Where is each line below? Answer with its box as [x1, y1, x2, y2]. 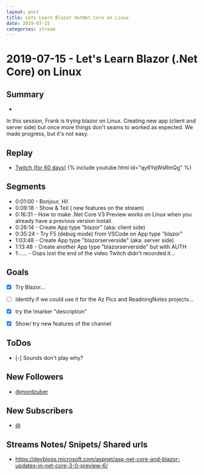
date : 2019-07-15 [6, 20, 50, 26]
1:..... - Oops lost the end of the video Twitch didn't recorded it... [15, 249, 175, 256]
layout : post [6, 9, 39, 15]
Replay [6, 147, 33, 158]
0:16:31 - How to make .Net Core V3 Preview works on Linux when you [15, 211, 192, 218]
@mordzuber [15, 388, 49, 395]
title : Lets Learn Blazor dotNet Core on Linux [6, 15, 129, 21]
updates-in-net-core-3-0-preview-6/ [15, 462, 108, 470]
